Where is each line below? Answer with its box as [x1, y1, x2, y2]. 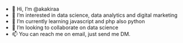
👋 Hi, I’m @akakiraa [11, 6, 59, 12]
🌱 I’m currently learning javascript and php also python [11, 18, 145, 24]
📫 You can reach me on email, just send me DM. [11, 31, 131, 37]
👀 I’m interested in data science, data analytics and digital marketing [11, 12, 178, 19]
